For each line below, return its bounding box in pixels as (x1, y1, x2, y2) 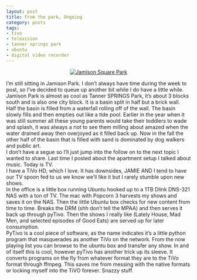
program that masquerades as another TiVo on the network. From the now (6, 235, 186, 242)
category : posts (6, 19, 46, 25)
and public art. (6, 142, 41, 149)
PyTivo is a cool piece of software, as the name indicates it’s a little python (6, 230, 186, 237)
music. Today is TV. (6, 161, 53, 168)
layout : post (6, 8, 38, 15)
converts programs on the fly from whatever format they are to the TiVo (6, 254, 179, 261)
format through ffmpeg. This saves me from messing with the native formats (6, 261, 191, 268)
